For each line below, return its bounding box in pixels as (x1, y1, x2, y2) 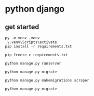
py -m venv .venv (5, 35, 40, 40)
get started (5, 23, 40, 31)
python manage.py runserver (5, 61, 62, 66)
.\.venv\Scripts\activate (5, 40, 57, 45)
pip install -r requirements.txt (5, 44, 72, 49)
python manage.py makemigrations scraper (5, 78, 90, 83)
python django (5, 3, 65, 15)
